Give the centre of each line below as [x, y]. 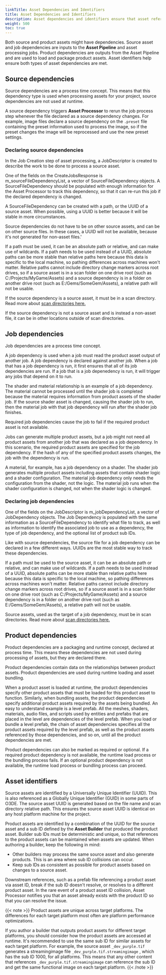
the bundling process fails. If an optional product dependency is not [74, 760]
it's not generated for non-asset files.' [43, 237]
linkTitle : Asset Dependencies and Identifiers [55, 10]
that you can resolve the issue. [36, 900]
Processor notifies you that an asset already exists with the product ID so [80, 895]
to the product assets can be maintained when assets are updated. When [80, 839]
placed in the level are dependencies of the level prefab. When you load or [81, 719]
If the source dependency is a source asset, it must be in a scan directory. [81, 298]
